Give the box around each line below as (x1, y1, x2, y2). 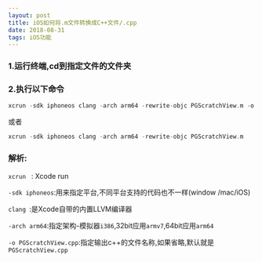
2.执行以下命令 (8, 84, 64, 95)
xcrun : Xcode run (8, 171, 69, 180)
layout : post (8, 11, 51, 20)
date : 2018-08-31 (8, 26, 65, 34)
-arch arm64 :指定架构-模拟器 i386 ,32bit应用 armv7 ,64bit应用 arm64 (8, 220, 214, 230)
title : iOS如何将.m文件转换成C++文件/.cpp (8, 19, 137, 27)
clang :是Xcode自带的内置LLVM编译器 (8, 204, 133, 213)
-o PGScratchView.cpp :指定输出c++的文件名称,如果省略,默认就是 (8, 237, 214, 247)
